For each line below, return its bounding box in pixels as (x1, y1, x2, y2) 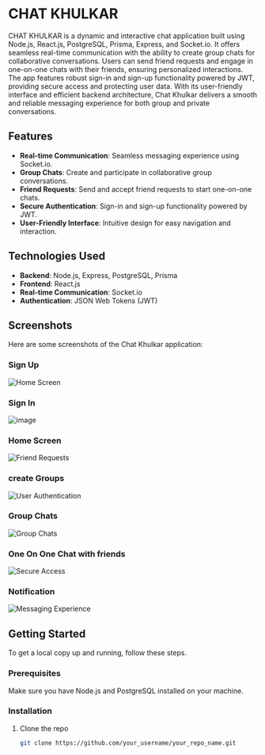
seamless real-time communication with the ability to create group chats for (8, 48, 256, 57)
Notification (8, 586, 55, 597)
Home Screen (8, 435, 62, 446)
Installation (8, 706, 53, 717)
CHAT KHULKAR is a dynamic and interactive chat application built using (8, 31, 245, 40)
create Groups (8, 473, 65, 484)
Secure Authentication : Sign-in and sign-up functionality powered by (19, 201, 248, 211)
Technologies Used (8, 250, 105, 263)
